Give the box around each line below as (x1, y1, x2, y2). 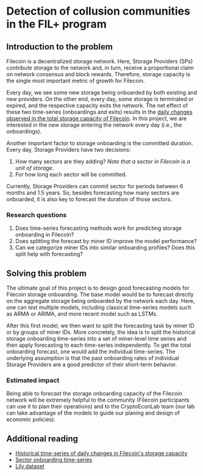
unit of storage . (15, 165, 54, 171)
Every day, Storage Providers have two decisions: (6, 146, 131, 153)
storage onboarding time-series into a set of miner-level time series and (6, 335, 187, 343)
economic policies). (6, 416, 56, 423)
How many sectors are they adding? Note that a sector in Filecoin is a (15, 158, 191, 165)
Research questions (6, 210, 67, 219)
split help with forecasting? (15, 250, 84, 258)
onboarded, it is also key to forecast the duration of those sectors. (6, 196, 173, 202)
